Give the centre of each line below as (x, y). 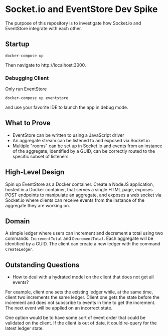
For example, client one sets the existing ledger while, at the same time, (79, 292)
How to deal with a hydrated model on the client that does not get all (83, 277)
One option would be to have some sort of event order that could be (75, 318)
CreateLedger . (19, 249)
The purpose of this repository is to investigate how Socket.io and (73, 23)
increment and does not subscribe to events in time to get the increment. (80, 303)
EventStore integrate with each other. (44, 28)
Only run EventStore (26, 89)
